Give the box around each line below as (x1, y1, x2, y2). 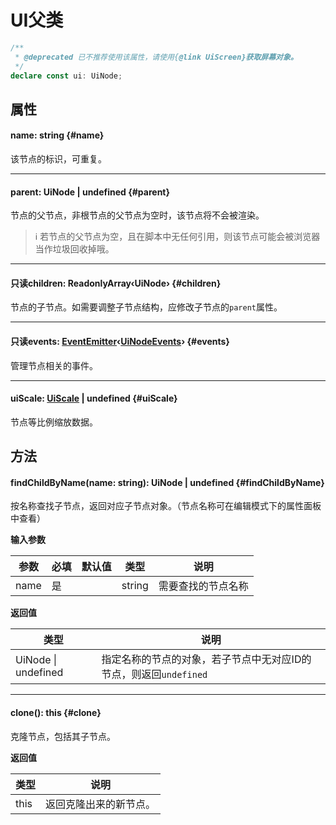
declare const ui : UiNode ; (10, 71, 123, 81)
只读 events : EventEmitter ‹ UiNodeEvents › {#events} (10, 336, 230, 348)
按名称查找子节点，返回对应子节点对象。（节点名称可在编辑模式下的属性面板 (10, 500, 322, 512)
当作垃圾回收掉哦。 (34, 243, 115, 255)
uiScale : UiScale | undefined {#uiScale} (10, 392, 178, 405)
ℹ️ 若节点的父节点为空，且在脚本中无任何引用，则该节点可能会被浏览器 (34, 231, 321, 243)
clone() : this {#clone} (10, 707, 102, 719)
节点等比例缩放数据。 (10, 416, 98, 428)
